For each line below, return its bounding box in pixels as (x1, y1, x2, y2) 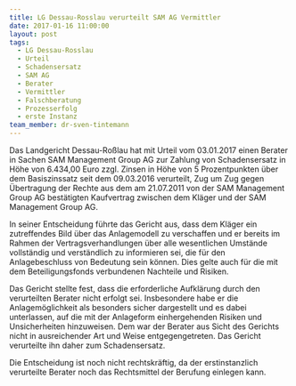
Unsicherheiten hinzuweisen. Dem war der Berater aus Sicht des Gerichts (9, 321, 279, 332)
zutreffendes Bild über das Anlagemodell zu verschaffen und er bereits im (9, 229, 281, 238)
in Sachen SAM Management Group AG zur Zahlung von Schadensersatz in (9, 155, 287, 165)
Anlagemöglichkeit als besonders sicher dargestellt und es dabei (9, 302, 247, 312)
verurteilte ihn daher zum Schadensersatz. (9, 340, 166, 350)
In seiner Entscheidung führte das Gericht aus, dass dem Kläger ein (9, 219, 258, 229)
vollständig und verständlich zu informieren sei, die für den (9, 247, 226, 258)
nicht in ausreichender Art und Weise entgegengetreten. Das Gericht (9, 331, 261, 341)
